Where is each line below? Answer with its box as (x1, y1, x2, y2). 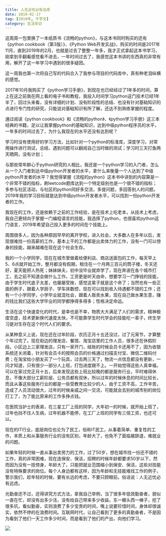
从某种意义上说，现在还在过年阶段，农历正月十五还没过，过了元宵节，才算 (5, 331, 157, 337)
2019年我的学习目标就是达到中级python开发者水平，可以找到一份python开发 (5, 193, 161, 199)
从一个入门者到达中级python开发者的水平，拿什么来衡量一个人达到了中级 (5, 168, 154, 174)
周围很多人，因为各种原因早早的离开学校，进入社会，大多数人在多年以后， (5, 232, 157, 238)
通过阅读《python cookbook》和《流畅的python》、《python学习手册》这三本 (5, 116, 160, 122)
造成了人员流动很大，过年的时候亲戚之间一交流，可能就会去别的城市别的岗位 (5, 387, 161, 393)
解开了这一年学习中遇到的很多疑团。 (13, 60, 87, 66)
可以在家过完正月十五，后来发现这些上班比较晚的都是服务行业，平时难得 (5, 369, 152, 374)
